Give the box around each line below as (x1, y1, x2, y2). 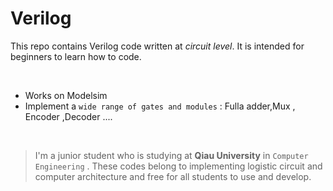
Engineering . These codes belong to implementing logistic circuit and (34, 160, 323, 172)
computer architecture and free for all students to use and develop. (34, 170, 312, 182)
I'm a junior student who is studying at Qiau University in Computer (34, 149, 309, 161)
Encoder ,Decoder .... (24, 110, 113, 122)
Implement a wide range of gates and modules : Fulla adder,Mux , (24, 100, 296, 112)
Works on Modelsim (24, 89, 108, 101)
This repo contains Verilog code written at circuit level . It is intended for (10, 40, 305, 52)
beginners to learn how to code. (10, 50, 142, 62)
